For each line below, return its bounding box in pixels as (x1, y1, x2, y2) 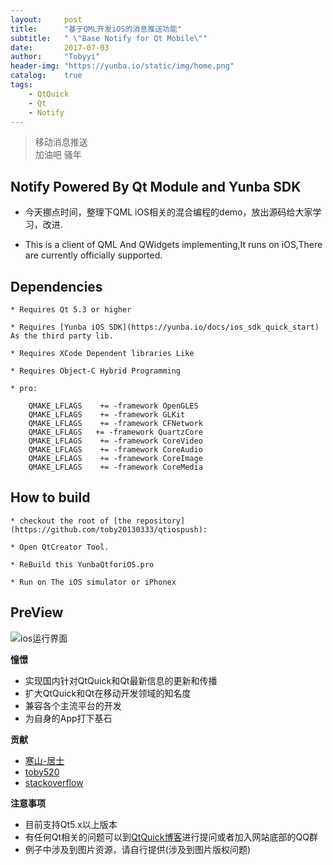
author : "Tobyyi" (10, 52, 101, 62)
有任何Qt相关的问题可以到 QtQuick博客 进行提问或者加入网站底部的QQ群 (24, 831, 318, 843)
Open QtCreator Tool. (19, 542, 110, 552)
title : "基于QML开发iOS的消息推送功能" (10, 24, 182, 34)
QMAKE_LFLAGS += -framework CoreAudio (28, 445, 203, 455)
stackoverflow (24, 776, 84, 788)
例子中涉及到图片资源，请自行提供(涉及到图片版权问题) (24, 843, 252, 855)
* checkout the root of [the (10, 516, 132, 526)
